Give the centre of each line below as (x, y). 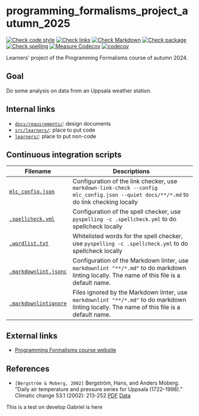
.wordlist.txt (29, 244)
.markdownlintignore (38, 304)
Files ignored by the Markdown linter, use (130, 293)
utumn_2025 (38, 23)
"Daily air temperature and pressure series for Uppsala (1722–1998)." (98, 389)
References (28, 369)
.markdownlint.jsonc (38, 272)
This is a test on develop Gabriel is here (54, 407)
